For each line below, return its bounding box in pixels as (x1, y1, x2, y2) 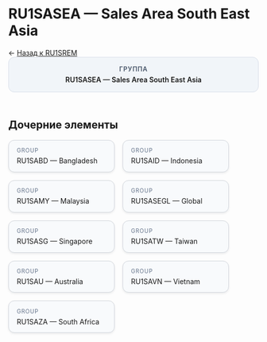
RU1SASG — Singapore (17, 236, 93, 246)
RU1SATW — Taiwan (130, 236, 199, 246)
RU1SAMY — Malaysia (17, 196, 90, 205)
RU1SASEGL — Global (130, 196, 203, 205)
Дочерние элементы (8, 119, 118, 132)
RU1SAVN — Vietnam (130, 276, 201, 286)
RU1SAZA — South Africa (17, 317, 100, 326)
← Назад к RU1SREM (8, 48, 78, 57)
